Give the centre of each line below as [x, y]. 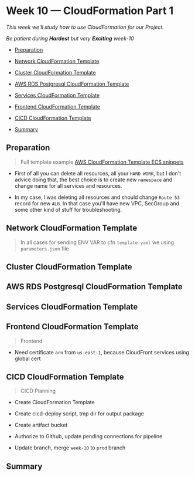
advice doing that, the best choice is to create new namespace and [93, 180]
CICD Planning [38, 391]
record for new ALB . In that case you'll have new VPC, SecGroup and [97, 203]
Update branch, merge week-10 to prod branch [70, 448]
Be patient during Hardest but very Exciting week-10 [70, 38]
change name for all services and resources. [68, 185]
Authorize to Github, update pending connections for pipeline [88, 437]
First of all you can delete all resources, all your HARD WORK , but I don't [98, 173]
